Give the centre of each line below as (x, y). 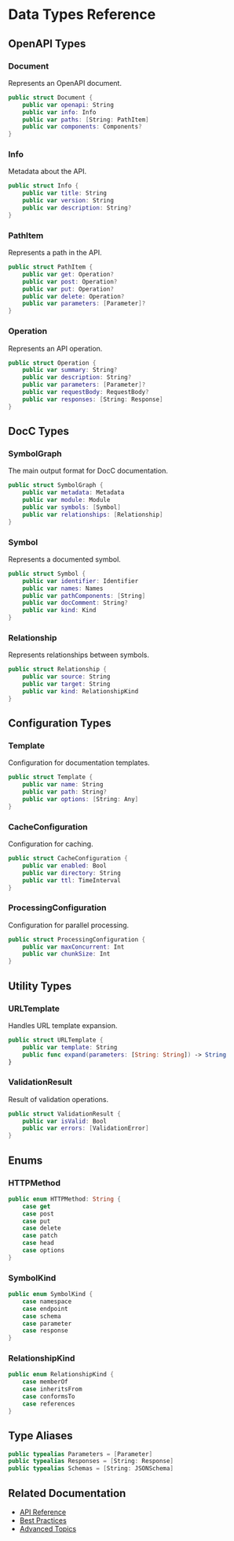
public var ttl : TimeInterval (72, 880)
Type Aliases (40, 1436)
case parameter (47, 1324)
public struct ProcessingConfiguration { (77, 939)
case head (38, 1243)
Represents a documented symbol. (65, 559)
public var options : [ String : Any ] (80, 799)
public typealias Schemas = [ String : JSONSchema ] (91, 1469)
